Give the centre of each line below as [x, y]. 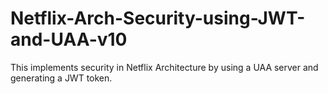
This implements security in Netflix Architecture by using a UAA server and [164, 67]
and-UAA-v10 [69, 39]
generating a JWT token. [61, 78]
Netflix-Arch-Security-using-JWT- [158, 18]
